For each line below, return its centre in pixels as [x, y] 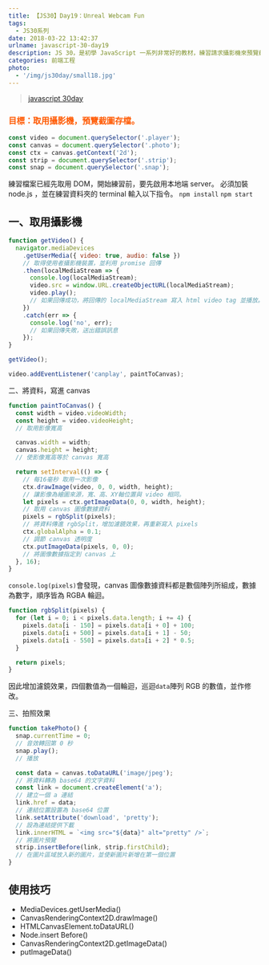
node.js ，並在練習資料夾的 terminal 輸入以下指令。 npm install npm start [131, 194]
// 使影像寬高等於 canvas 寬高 [62, 458]
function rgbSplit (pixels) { [57, 611]
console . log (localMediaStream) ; [83, 278]
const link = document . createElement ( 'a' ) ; [89, 788]
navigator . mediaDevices [55, 248]
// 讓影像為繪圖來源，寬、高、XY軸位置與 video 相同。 [104, 495]
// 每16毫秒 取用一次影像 [60, 479]
